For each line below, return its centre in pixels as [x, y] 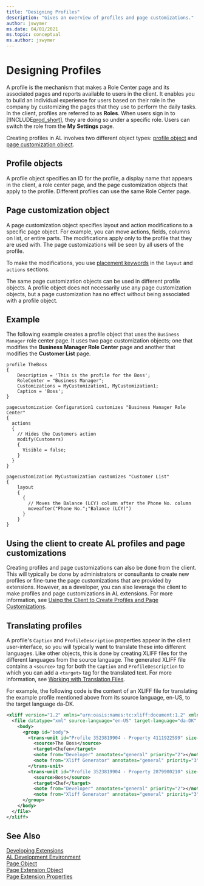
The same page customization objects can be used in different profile [93, 281]
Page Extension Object [35, 870]
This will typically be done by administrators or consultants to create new [98, 574]
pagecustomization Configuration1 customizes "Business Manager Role [96, 408]
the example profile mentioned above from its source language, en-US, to [98, 697]
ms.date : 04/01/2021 [32, 29]
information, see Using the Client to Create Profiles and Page [83, 600]
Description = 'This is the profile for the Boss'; [84, 375]
